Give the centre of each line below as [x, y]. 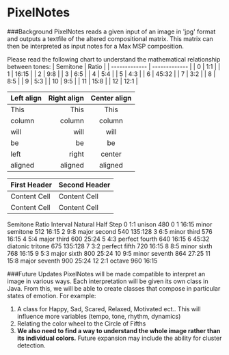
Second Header [84, 185]
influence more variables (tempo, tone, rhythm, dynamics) [99, 316]
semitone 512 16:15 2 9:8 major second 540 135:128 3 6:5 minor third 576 [110, 231]
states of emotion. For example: [52, 295]
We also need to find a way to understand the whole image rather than [119, 330]
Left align [26, 98]
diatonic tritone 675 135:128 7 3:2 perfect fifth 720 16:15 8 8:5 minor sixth [110, 246]
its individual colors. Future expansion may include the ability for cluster [119, 338]
